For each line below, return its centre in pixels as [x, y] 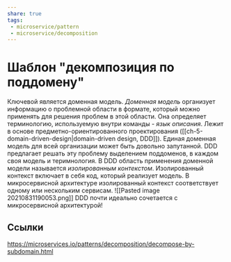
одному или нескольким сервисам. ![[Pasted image [83, 191]
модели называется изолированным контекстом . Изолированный [105, 169]
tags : [15, 20]
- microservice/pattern [45, 26]
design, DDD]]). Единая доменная [167, 139]
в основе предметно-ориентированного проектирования [93, 131]
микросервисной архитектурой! [55, 206]
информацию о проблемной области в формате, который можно [104, 109]
